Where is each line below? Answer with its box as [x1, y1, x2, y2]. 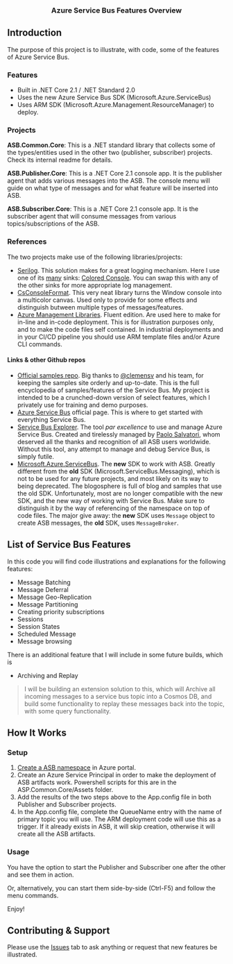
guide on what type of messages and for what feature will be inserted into [7, 184, 218, 192]
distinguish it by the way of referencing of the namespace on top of [17, 504, 210, 512]
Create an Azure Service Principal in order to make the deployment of [17, 771, 216, 779]
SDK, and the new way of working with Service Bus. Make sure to [17, 496, 205, 505]
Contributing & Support [7, 925, 110, 937]
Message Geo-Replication [17, 593, 92, 601]
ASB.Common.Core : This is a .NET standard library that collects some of [7, 141, 216, 149]
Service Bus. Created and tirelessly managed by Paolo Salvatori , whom [17, 430, 221, 439]
